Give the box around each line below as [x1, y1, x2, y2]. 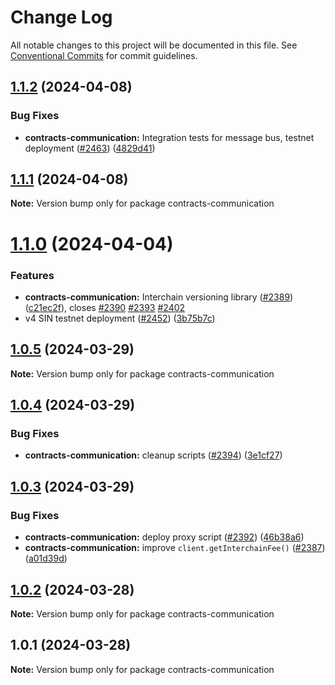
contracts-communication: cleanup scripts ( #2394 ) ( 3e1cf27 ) [24, 449, 283, 461]
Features [10, 268, 55, 282]
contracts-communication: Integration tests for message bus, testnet [24, 131, 315, 143]
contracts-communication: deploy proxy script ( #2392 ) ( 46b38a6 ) [24, 531, 305, 543]
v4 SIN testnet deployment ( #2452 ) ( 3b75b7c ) [24, 312, 216, 324]
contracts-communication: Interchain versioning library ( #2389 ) [24, 291, 294, 303]
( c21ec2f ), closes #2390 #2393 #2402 [24, 301, 186, 313]
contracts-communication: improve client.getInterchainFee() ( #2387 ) [24, 542, 326, 554]
